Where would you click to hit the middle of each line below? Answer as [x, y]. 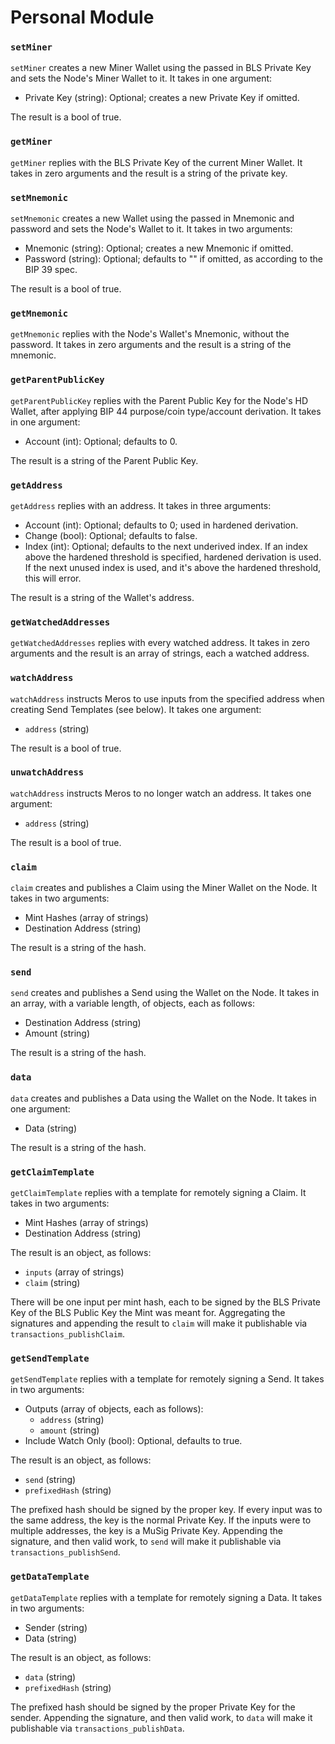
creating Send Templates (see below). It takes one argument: [136, 709]
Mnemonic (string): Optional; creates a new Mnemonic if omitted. [159, 248]
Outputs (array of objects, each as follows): [114, 1409]
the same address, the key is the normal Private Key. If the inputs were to [161, 1520]
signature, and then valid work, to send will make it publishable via [146, 1542]
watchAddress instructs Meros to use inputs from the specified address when [167, 698]
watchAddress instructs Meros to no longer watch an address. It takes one [161, 793]
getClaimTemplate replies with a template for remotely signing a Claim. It [158, 1193]
